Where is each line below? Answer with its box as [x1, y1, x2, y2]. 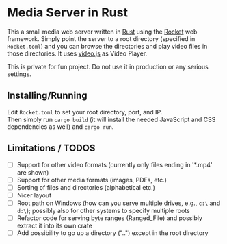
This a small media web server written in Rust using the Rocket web [7, 27, 198, 36]
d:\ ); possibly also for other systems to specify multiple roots [16, 206, 190, 215]
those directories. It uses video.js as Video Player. [7, 49, 148, 58]
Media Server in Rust [7, 5, 129, 21]
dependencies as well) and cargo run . [7, 122, 114, 131]
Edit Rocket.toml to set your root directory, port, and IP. [7, 108, 163, 116]
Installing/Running [7, 90, 88, 101]
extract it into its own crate [16, 221, 92, 230]
